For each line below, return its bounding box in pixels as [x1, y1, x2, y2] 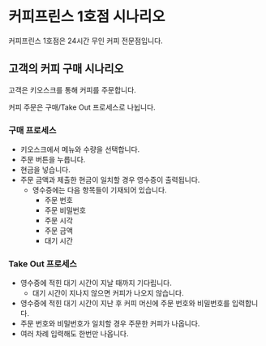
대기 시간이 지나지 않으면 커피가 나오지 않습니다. [32, 288, 184, 298]
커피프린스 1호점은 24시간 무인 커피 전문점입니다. [8, 36, 164, 45]
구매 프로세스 [8, 124, 57, 136]
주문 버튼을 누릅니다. [19, 155, 86, 165]
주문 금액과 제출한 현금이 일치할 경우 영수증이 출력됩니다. [19, 175, 200, 185]
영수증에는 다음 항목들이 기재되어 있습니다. [32, 185, 168, 195]
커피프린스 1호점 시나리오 [8, 7, 165, 26]
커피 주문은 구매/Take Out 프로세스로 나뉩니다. [8, 102, 156, 112]
